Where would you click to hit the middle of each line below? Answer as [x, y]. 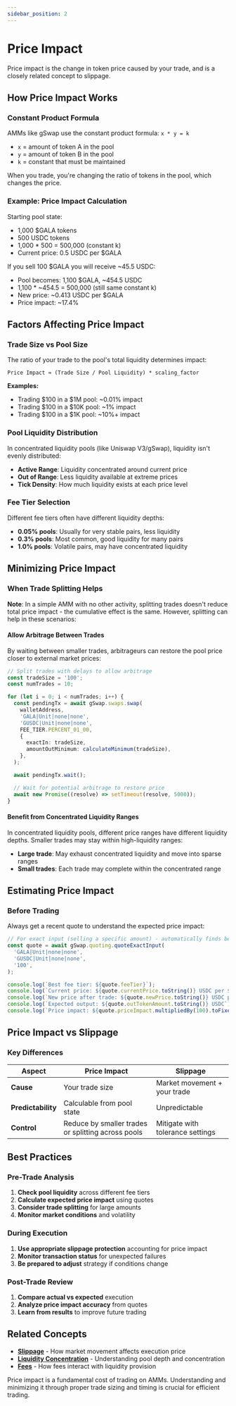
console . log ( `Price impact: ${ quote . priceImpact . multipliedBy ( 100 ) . [110, 1011]
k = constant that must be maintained [71, 162]
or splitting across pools [103, 1132]
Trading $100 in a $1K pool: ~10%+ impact [79, 415]
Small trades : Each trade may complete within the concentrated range [119, 869]
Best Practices [40, 1157]
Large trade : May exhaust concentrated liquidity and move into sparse [119, 854]
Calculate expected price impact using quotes [85, 1200]
